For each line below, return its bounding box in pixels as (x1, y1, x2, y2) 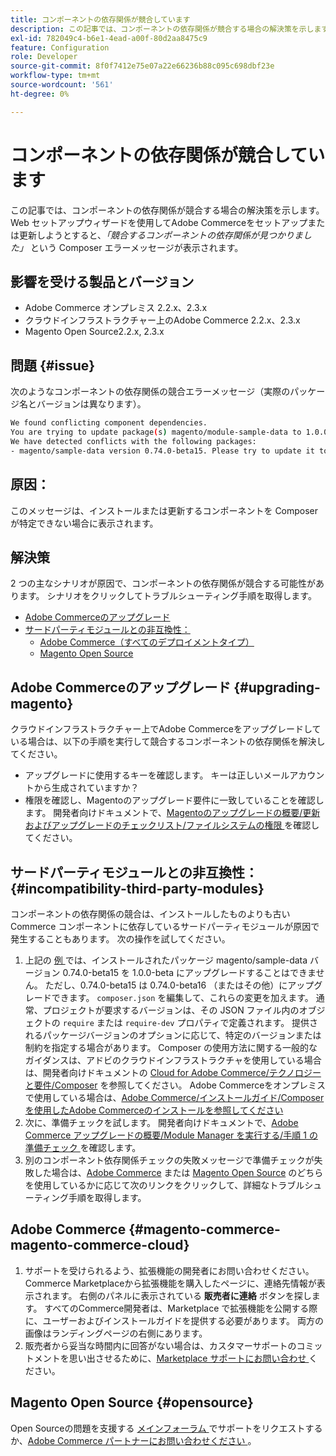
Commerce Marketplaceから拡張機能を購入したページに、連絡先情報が (24, 1277, 317, 1289)
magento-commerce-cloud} (10, 1237, 190, 1254)
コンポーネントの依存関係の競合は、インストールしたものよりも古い (10, 907, 291, 920)
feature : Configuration (10, 42, 110, 53)
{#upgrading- (233, 679, 321, 696)
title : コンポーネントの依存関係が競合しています (10, 14, 191, 25)
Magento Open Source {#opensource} (10, 1394, 254, 1411)
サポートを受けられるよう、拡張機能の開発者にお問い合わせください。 (24, 1264, 315, 1276)
